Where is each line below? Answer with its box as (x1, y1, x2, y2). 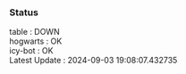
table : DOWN (9, 27, 60, 37)
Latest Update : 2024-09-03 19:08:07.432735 (9, 55, 178, 66)
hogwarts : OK (9, 36, 63, 46)
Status (9, 6, 38, 19)
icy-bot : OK (9, 45, 54, 56)
